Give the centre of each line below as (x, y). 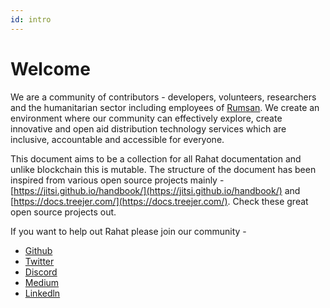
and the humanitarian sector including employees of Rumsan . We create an (165, 107)
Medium (42, 282)
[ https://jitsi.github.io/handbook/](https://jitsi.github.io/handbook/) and (155, 190)
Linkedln (42, 293)
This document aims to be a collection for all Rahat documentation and (156, 158)
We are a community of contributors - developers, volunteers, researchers (163, 97)
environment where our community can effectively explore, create (146, 118)
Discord (41, 272)
